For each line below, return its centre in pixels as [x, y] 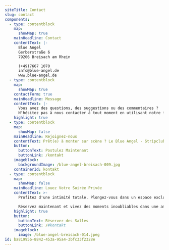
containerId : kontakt [36, 169]
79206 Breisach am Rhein [44, 57]
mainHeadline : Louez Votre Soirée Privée [58, 188]
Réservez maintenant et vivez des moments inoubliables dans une [88, 207]
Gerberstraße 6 [34, 52]
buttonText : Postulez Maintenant [53, 151]
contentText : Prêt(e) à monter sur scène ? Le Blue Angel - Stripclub [90, 141]
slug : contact [20, 15]
